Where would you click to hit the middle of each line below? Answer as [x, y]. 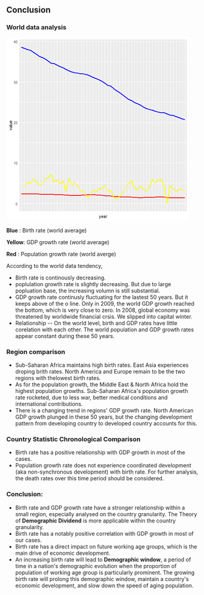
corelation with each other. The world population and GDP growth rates [104, 330]
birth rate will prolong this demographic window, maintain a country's [102, 579]
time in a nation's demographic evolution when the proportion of [96, 566]
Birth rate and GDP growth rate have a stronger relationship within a [100, 507]
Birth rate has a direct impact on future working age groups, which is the [106, 546]
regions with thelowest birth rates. [58, 378]
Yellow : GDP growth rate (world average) [58, 242]
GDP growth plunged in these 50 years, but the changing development [104, 417]
